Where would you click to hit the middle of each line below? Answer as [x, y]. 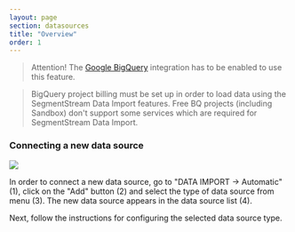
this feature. [53, 77]
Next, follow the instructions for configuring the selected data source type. [146, 218]
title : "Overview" [43, 34]
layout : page [33, 17]
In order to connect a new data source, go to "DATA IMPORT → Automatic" [146, 181]
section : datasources [49, 26]
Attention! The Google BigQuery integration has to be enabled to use [156, 68]
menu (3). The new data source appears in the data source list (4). [131, 200]
